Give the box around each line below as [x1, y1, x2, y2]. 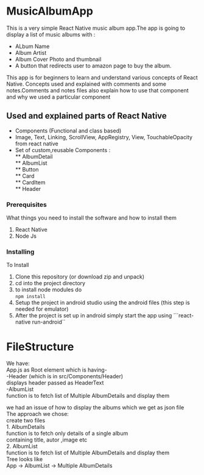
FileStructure [6, 339, 74, 353]
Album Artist [15, 49, 47, 56]
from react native [15, 140, 59, 147]
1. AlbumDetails [6, 423, 45, 431]
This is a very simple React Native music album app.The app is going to [6, 24, 186, 32]
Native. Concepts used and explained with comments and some [6, 80, 166, 88]
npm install [15, 294, 46, 300]
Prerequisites [6, 200, 47, 209]
